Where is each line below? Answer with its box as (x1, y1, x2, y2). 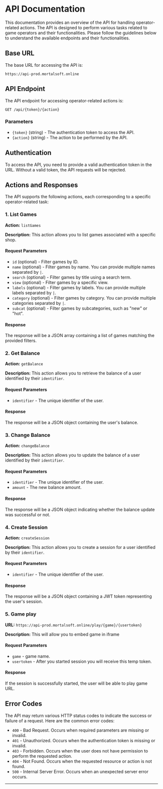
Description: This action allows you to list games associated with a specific (5, 231, 156, 237)
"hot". (12, 310, 24, 316)
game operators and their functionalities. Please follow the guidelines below (5, 30, 157, 36)
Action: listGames (5, 222, 41, 228)
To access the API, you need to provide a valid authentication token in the (5, 162, 152, 168)
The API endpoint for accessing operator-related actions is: (5, 97, 124, 103)
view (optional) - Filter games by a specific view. (12, 279, 109, 285)
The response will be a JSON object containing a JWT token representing (5, 593, 152, 600)
